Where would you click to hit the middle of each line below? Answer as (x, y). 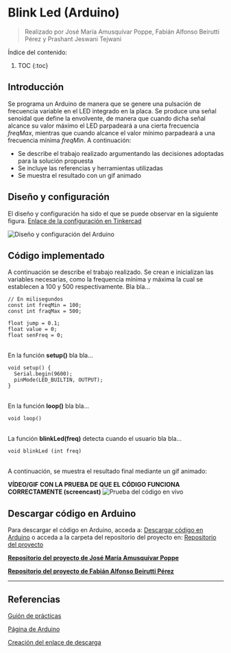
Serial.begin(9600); (43, 374)
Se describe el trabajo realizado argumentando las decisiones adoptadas (121, 153)
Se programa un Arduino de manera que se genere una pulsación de (105, 104)
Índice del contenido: (38, 52)
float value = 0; (33, 330)
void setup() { (29, 368)
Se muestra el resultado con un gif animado (79, 175)
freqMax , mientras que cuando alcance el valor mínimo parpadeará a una (111, 133)
